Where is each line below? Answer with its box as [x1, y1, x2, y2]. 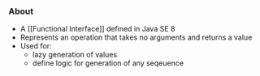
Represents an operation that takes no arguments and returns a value [19, 32, 253, 42]
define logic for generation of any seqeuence [32, 58, 184, 68]
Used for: [19, 41, 52, 51]
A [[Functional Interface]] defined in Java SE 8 [19, 24, 175, 34]
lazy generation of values [32, 50, 118, 60]
